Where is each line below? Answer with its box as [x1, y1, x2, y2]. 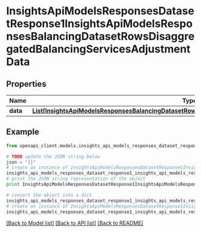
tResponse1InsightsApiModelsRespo [6, 17, 193, 30]
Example [6, 127, 39, 137]
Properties [6, 79, 47, 89]
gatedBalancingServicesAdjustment [6, 42, 191, 56]
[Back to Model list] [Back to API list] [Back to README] [6, 219, 144, 227]
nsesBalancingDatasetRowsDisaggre [6, 30, 195, 43]
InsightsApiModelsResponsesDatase [6, 4, 194, 18]
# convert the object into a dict [6, 192, 93, 198]
